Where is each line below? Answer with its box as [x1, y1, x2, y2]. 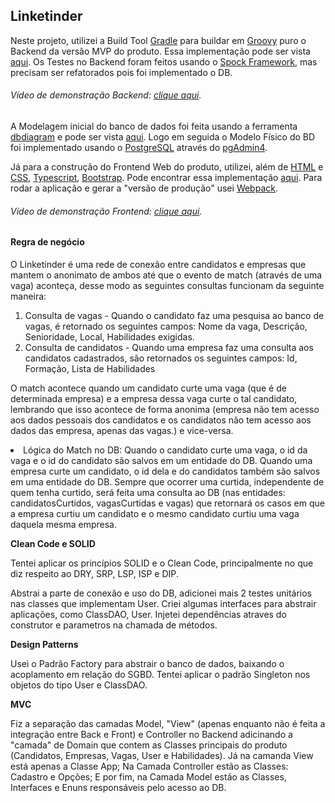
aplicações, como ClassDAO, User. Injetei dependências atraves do [10, 608, 287, 620]
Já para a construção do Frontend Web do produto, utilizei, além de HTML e [10, 161, 324, 173]
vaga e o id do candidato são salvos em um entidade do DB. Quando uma [10, 454, 313, 466]
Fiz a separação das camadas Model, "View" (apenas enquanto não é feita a [10, 717, 326, 729]
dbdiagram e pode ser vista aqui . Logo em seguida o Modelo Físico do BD [10, 131, 316, 143]
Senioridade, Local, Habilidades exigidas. [24, 330, 195, 343]
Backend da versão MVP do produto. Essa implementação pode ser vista [10, 45, 311, 57]
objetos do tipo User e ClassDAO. [10, 679, 148, 691]
